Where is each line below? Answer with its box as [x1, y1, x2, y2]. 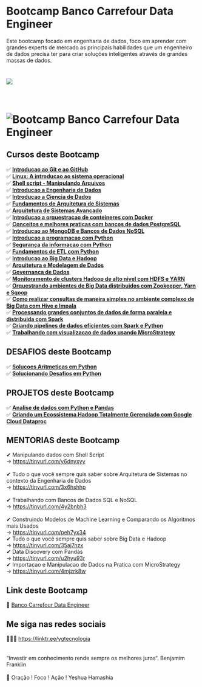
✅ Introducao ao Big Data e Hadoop [6, 254, 97, 262]
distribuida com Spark [6, 315, 64, 323]
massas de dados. [6, 57, 52, 64]
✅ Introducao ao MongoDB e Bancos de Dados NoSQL [6, 227, 145, 235]
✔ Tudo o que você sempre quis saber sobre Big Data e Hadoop [6, 535, 167, 542]
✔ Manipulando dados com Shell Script [6, 451, 104, 458]
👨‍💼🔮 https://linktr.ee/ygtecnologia [6, 635, 91, 642]
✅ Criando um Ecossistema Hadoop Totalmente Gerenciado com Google [6, 410, 192, 418]
